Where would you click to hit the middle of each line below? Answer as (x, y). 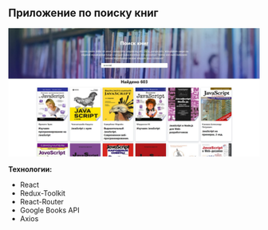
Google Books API (49, 210)
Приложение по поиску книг (83, 13)
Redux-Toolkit (43, 193)
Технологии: (30, 169)
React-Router (41, 201)
